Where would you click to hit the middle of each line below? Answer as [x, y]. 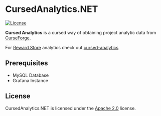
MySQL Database [31, 75]
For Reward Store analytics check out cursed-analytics [62, 47]
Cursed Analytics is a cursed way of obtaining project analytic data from [81, 32]
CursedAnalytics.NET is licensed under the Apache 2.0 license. [71, 108]
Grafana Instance [30, 80]
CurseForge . [18, 38]
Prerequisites [27, 63]
